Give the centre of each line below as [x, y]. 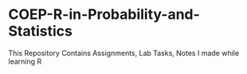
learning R [25, 61]
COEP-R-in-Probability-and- [104, 15]
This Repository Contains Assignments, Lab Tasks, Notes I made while [124, 53]
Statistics [41, 31]
